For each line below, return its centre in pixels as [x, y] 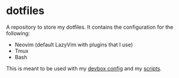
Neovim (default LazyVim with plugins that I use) [74, 45]
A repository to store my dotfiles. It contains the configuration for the [90, 27]
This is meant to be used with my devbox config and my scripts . [84, 68]
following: [18, 33]
